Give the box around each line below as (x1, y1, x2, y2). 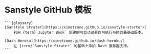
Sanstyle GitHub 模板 (4, 4, 91, 15)
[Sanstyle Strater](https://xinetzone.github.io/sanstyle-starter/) (4, 25, 147, 29)
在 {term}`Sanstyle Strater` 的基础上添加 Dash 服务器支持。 (13, 43, 131, 48)
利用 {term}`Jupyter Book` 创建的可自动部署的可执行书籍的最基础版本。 (13, 30, 145, 35)
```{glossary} (4, 20, 34, 26)
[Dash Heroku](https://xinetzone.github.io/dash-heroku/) (4, 38, 125, 43)
